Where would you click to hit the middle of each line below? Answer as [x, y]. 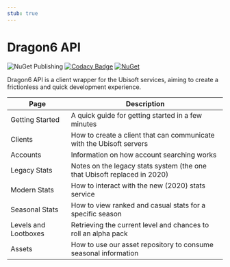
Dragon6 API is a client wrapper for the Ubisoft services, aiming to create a [113, 79]
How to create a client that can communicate [143, 135]
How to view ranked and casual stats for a [138, 205]
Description [145, 103]
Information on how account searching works [144, 155]
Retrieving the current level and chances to [140, 225]
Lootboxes [27, 233]
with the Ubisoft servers [110, 143]
